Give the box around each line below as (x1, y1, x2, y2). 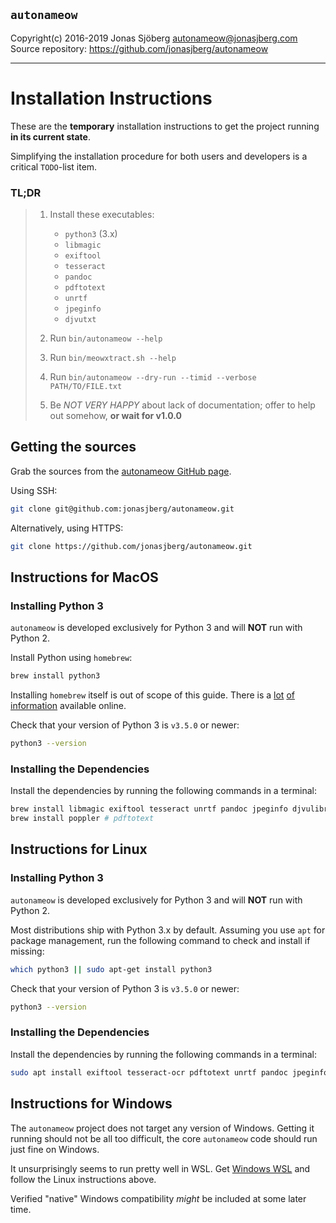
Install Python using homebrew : (10, 652, 133, 664)
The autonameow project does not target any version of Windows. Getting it (10, 1122, 315, 1134)
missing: (10, 945, 45, 957)
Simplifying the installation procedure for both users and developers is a (10, 150, 308, 162)
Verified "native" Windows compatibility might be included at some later (10, 1192, 307, 1204)
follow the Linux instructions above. (10, 1173, 157, 1185)
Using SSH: (10, 484, 58, 496)
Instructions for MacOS (10, 569, 159, 586)
